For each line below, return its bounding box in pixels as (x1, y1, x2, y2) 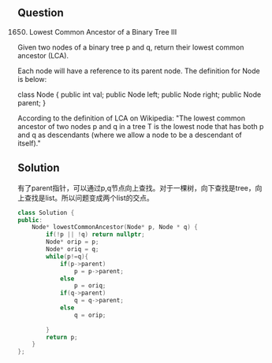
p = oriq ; (73, 282, 106, 290)
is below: (17, 74, 47, 83)
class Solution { (17, 209, 75, 217)
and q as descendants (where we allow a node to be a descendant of (17, 130, 242, 139)
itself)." (17, 138, 41, 148)
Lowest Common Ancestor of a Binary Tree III (28, 27, 177, 36)
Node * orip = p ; (46, 238, 99, 246)
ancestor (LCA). (17, 50, 69, 60)
